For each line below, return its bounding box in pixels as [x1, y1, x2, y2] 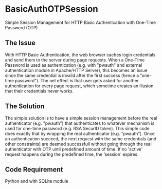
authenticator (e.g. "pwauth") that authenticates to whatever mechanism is [5, 120, 155, 126]
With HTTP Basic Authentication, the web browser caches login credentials [5, 52, 156, 57]
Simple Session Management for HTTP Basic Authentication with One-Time [5, 19, 156, 25]
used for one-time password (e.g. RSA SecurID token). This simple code [5, 125, 150, 131]
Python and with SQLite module [5, 178, 69, 184]
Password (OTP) [5, 24, 38, 30]
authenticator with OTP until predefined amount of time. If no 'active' [5, 146, 143, 152]
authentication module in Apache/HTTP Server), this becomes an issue [5, 67, 147, 73]
